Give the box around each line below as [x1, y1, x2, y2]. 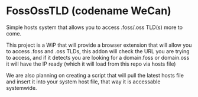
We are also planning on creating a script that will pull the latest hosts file [6, 72, 184, 79]
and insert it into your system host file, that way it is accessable [6, 78, 161, 85]
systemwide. [6, 84, 37, 91]
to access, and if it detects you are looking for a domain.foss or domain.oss [6, 54, 190, 61]
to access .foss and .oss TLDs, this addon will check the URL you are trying [6, 47, 190, 54]
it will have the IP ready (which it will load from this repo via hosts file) [6, 60, 176, 67]
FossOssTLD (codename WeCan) [6, 4, 171, 18]
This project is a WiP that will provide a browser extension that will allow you [6, 41, 192, 48]
